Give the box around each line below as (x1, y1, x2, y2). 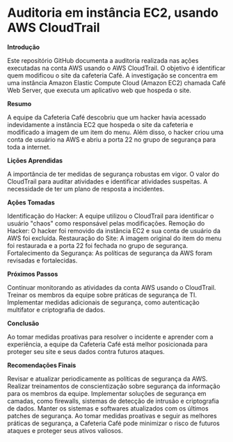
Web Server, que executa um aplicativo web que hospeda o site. (7, 86, 191, 94)
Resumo (7, 99, 32, 108)
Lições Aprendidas (7, 156, 63, 165)
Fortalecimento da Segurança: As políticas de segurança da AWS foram (7, 249, 213, 257)
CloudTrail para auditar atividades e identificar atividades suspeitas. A (7, 177, 208, 186)
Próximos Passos (7, 270, 58, 278)
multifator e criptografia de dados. (7, 305, 106, 314)
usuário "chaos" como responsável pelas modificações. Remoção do (7, 219, 205, 228)
